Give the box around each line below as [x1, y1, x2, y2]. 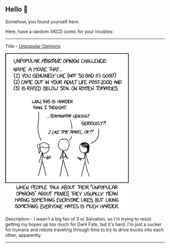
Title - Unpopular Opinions [5, 43, 61, 49]
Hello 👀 [5, 5, 28, 14]
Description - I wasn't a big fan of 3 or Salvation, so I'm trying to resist [5, 215, 152, 222]
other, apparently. [5, 232, 42, 238]
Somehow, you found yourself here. [5, 18, 80, 24]
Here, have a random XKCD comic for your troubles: [5, 28, 114, 35]
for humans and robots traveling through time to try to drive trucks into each [5, 227, 164, 233]
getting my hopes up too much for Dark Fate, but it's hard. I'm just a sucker [5, 221, 162, 227]
